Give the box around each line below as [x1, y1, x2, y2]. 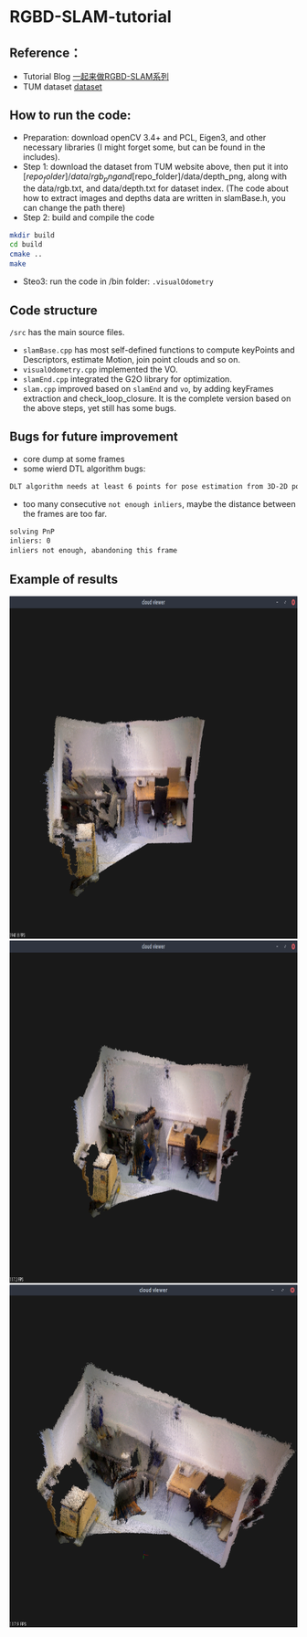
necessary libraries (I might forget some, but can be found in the [22, 142, 266, 153]
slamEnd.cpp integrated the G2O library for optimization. [22, 373, 233, 385]
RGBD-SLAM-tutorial [9, 6, 172, 27]
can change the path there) [22, 202, 126, 213]
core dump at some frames [22, 453, 125, 464]
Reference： [9, 45, 82, 60]
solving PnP [9, 527, 55, 536]
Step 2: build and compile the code [22, 212, 155, 223]
